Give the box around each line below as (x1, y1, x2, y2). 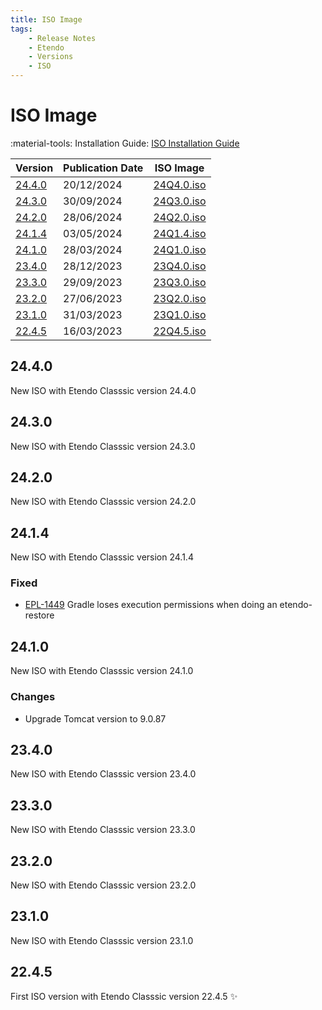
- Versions (28, 52, 74, 62)
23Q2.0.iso (153, 291, 207, 305)
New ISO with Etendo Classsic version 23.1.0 (10, 934, 194, 946)
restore (24, 609, 55, 621)
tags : (10, 24, 33, 34)
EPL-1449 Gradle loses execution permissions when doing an (24, 599, 278, 611)
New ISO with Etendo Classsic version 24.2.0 (10, 496, 197, 508)
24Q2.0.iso (153, 210, 207, 224)
